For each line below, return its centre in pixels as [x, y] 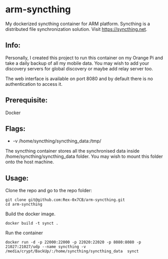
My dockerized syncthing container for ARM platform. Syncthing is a [78, 24]
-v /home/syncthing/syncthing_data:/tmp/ [57, 141]
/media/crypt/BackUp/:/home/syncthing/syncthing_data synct [72, 251]
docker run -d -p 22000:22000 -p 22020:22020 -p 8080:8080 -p [73, 243]
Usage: [17, 178]
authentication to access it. [34, 84]
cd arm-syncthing [24, 205]
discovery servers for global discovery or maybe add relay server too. [79, 68]
